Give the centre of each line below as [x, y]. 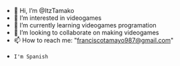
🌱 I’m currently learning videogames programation [85, 25]
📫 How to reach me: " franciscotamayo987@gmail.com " [93, 40]
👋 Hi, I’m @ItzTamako [44, 11]
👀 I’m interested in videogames [58, 18]
